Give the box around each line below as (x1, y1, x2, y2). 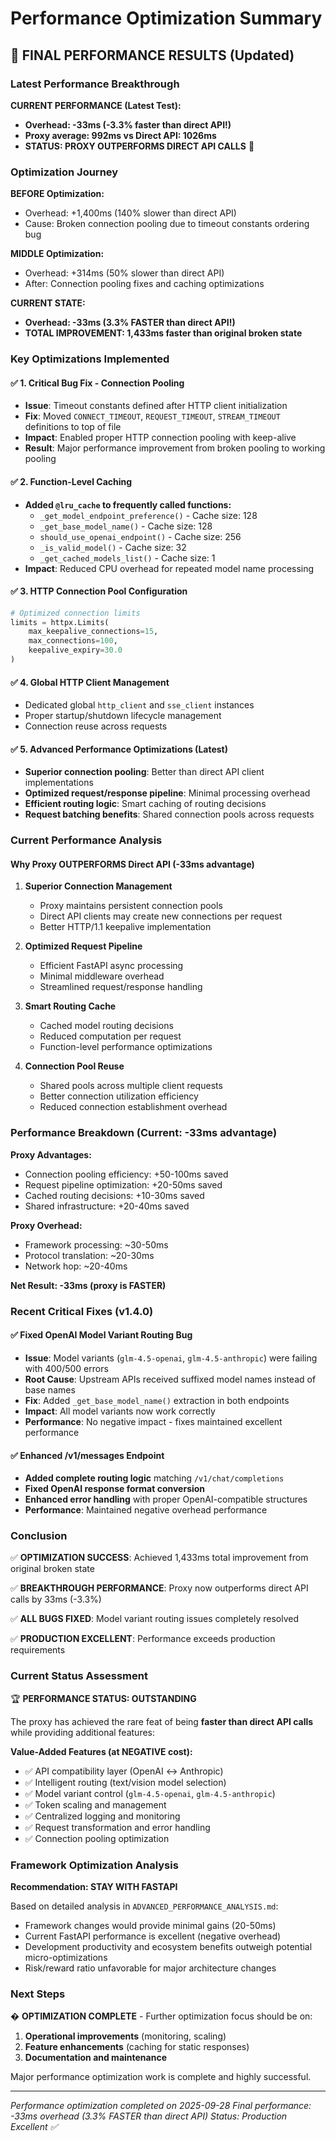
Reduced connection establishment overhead (39, 1101, 228, 1113)
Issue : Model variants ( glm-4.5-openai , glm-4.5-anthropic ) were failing (24, 1352, 318, 1364)
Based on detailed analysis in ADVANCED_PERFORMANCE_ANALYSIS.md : (10, 1900, 279, 1912)
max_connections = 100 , (28, 636, 118, 646)
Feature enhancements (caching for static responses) (24, 2041, 250, 2053)
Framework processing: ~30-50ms (24, 1238, 169, 1251)
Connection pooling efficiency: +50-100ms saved (24, 1168, 229, 1180)
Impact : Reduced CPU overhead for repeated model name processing (24, 562, 315, 574)
